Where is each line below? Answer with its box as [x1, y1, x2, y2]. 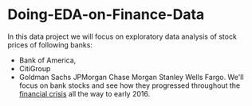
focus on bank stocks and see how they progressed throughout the [18, 81, 241, 90]
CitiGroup [18, 63, 51, 73]
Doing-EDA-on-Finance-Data [7, 6, 205, 24]
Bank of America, [18, 55, 77, 65]
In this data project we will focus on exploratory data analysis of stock [7, 32, 237, 41]
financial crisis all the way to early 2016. [18, 89, 151, 98]
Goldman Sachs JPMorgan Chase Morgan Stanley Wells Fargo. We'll [18, 72, 244, 81]
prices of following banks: [7, 40, 93, 49]
